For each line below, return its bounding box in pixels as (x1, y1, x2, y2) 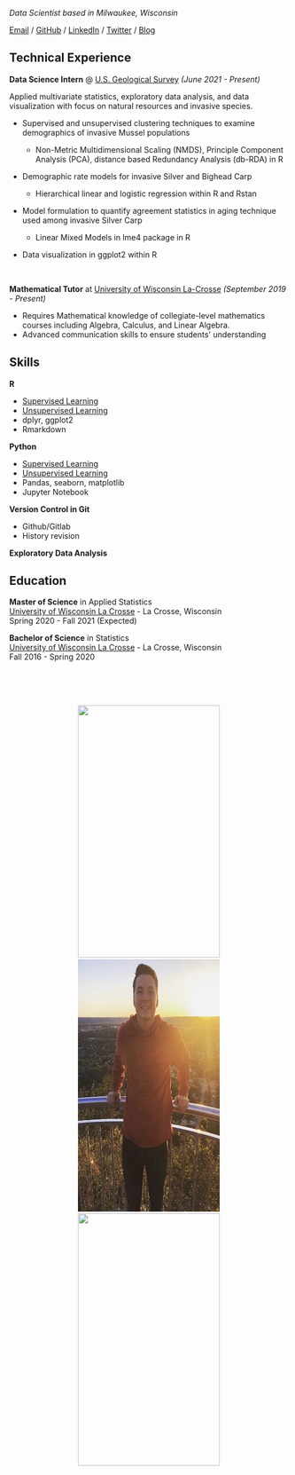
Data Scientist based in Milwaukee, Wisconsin (9, 8, 179, 18)
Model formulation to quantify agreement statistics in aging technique (21, 205, 277, 216)
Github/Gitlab (21, 521, 71, 532)
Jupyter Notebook (21, 486, 89, 497)
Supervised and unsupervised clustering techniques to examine (21, 117, 255, 128)
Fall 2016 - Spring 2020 (9, 651, 96, 662)
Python (9, 441, 37, 452)
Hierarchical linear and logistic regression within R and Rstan (35, 188, 257, 199)
